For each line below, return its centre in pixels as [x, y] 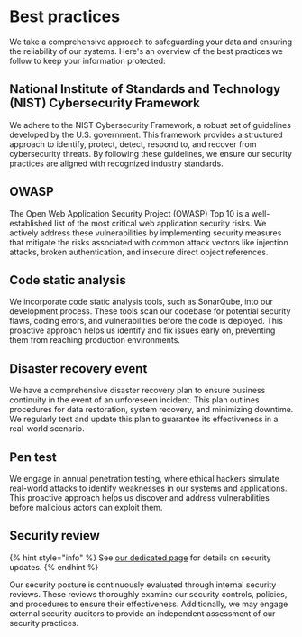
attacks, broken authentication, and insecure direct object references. [139, 252]
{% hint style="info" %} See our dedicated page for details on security [141, 558]
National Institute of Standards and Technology [145, 89]
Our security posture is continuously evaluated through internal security [143, 585]
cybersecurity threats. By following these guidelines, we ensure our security [151, 153]
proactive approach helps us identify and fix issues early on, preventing [142, 330]
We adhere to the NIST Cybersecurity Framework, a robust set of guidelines [150, 125]
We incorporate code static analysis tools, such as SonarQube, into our [141, 302]
